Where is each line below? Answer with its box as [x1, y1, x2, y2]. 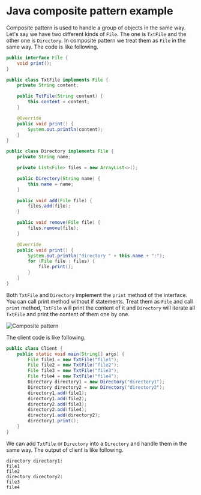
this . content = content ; [28, 99, 90, 105]
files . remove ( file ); [28, 225, 79, 232]
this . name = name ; [28, 181, 74, 187]
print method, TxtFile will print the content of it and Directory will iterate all [6, 304, 196, 311]
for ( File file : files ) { [28, 258, 95, 265]
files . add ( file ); [28, 203, 71, 209]
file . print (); [38, 264, 74, 270]
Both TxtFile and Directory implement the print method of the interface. [6, 291, 188, 298]
